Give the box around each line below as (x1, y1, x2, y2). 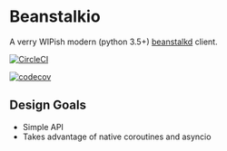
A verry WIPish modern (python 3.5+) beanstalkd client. (9, 36, 218, 47)
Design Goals (9, 98, 86, 113)
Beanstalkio (9, 6, 102, 27)
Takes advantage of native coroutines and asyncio (22, 131, 212, 142)
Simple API (22, 121, 64, 132)
